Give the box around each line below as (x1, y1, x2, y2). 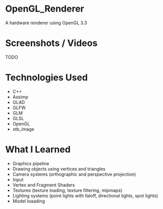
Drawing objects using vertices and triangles (12, 166, 106, 172)
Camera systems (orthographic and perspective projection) (12, 171, 136, 177)
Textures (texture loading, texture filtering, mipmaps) (12, 187, 123, 193)
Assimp (12, 94, 29, 100)
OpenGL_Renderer (5, 3, 84, 15)
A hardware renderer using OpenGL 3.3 (5, 20, 87, 26)
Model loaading (12, 198, 45, 204)
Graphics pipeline (12, 160, 49, 167)
